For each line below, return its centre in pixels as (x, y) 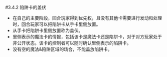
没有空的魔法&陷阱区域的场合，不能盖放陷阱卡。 (62, 49)
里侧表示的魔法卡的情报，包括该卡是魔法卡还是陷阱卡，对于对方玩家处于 (87, 37)
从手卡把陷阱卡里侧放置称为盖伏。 (48, 30)
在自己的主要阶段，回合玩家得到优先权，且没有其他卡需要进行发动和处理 (87, 18)
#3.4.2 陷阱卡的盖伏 (26, 7)
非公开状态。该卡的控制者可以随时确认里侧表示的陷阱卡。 (72, 43)
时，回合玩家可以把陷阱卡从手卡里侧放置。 (56, 24)
